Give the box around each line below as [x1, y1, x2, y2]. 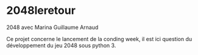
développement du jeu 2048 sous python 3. [6, 42, 116, 49]
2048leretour [6, 4, 76, 18]
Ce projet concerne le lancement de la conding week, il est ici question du [6, 35, 193, 42]
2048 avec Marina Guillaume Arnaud [6, 24, 99, 31]
